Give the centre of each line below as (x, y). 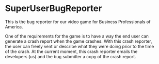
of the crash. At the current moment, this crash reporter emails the (71, 51)
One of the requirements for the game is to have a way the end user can (77, 36)
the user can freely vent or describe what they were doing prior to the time (79, 46)
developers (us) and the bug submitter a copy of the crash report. (71, 56)
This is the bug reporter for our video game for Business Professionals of (78, 22)
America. (14, 26)
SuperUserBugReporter (54, 8)
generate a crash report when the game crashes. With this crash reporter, (79, 41)
